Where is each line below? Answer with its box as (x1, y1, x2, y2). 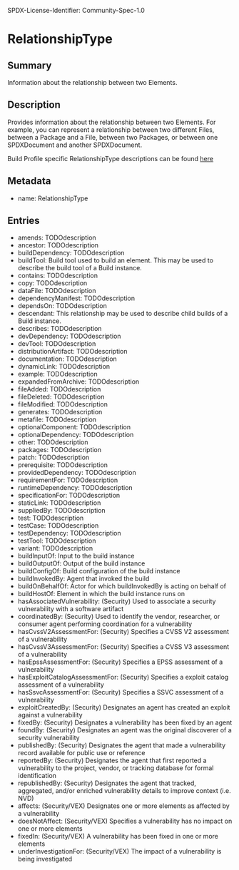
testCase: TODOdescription (17, 521, 99, 530)
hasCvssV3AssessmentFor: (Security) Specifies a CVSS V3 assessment (17, 643, 230, 651)
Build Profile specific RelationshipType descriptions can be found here (7, 154, 214, 163)
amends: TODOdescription (17, 233, 96, 242)
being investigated (17, 855, 73, 864)
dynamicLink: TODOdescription (17, 362, 111, 371)
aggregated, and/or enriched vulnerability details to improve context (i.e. (17, 787, 231, 795)
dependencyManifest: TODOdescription (17, 294, 136, 302)
